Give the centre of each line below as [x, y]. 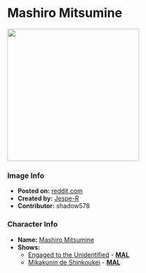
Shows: [29, 247]
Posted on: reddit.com [50, 191]
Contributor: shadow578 [53, 206]
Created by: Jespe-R [48, 198]
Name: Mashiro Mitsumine [56, 239]
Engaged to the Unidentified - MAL [79, 255]
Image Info [26, 176]
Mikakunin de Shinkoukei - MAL [74, 262]
